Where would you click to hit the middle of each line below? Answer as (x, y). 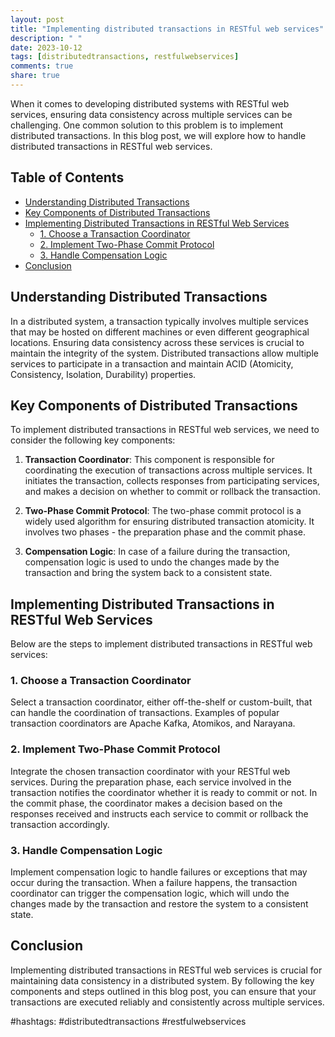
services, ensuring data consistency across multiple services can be (151, 114)
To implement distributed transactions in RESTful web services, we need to (165, 430)
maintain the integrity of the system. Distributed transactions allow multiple (164, 353)
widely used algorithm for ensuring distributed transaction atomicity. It (169, 522)
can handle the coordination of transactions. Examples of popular (145, 713)
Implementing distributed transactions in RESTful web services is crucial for (166, 970)
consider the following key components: (93, 440)
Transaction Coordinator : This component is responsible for (149, 460)
